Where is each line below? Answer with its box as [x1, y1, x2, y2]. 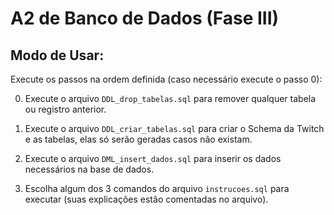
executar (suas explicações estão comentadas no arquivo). [24, 193, 269, 205]
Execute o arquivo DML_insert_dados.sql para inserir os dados [24, 153, 282, 164]
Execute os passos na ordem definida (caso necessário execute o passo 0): [10, 73, 323, 85]
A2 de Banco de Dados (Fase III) [10, 7, 280, 30]
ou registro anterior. [24, 103, 107, 115]
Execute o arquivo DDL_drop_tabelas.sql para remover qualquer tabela [24, 93, 317, 104]
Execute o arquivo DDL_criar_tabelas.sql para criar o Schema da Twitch [24, 123, 325, 134]
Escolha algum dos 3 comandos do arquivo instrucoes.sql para [24, 183, 290, 194]
